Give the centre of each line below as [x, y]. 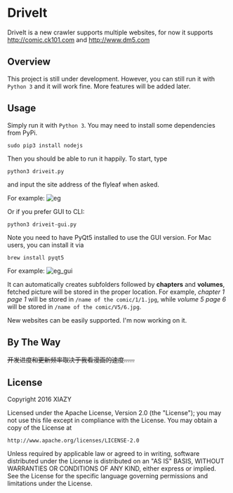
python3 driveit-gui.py [42, 224]
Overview [29, 62]
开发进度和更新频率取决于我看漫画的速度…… [71, 360]
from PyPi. [22, 133]
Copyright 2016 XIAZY [39, 399]
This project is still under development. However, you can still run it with [111, 79]
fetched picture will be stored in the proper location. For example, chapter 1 [116, 292]
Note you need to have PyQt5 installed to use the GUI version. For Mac [109, 237]
